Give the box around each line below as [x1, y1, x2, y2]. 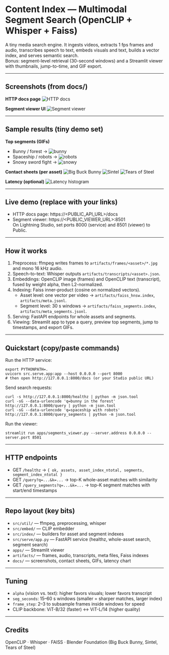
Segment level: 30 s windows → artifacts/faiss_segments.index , [20, 303, 157, 309]
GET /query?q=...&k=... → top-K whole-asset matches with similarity [12, 476, 157, 482]
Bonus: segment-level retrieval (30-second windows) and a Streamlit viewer [5, 58, 163, 64]
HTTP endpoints [5, 453, 58, 462]
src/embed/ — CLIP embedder [12, 525, 74, 531]
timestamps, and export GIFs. [12, 324, 74, 331]
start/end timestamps [12, 487, 57, 493]
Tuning [5, 577, 28, 586]
